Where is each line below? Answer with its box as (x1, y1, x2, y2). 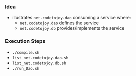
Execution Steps (5, 38, 46, 45)
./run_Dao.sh (12, 66, 40, 71)
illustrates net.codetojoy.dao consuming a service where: (12, 15, 131, 21)
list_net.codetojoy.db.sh (12, 61, 66, 66)
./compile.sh (12, 50, 40, 55)
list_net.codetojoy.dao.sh (12, 55, 69, 60)
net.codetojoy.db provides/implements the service (19, 25, 125, 31)
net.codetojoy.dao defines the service (19, 20, 99, 26)
